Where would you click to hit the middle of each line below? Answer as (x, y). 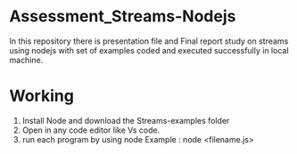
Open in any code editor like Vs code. (91, 130)
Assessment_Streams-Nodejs (123, 16)
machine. (26, 60)
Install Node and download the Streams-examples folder (126, 120)
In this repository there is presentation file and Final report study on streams (149, 41)
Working (41, 96)
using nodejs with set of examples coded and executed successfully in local (149, 50)
